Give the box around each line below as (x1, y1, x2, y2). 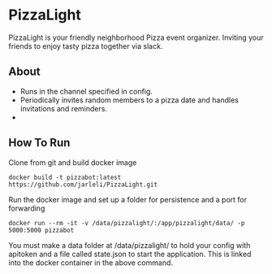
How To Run (8, 136, 71, 150)
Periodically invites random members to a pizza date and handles (19, 95, 240, 105)
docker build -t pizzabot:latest (8, 173, 122, 181)
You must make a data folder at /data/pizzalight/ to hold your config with (8, 240, 251, 250)
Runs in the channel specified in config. (19, 86, 153, 96)
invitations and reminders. (19, 103, 108, 113)
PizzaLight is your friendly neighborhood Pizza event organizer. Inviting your (8, 33, 264, 42)
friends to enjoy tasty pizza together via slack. (8, 41, 163, 50)
